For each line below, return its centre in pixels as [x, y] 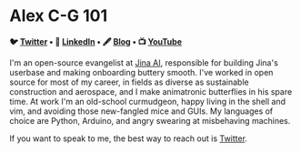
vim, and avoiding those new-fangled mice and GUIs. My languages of [141, 111]
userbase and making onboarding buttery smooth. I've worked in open [141, 72]
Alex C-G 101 [58, 16]
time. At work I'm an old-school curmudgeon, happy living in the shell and [148, 101]
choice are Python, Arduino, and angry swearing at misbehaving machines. [150, 120]
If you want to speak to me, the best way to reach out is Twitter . [129, 138]
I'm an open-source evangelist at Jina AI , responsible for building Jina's [144, 62]
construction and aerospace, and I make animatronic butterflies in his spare [151, 91]
